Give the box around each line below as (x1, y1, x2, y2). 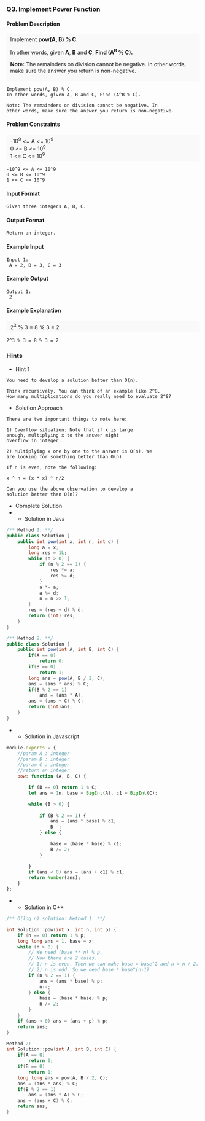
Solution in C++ (24, 904, 64, 911)
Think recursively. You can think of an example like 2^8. (6, 388, 161, 394)
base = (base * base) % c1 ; (50, 841, 122, 847)
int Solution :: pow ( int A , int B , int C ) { (6, 1046, 117, 1052)
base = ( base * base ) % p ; (39, 995, 109, 1001)
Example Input (6, 243, 44, 250)
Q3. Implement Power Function (6, 5, 101, 14)
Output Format (6, 216, 45, 224)
